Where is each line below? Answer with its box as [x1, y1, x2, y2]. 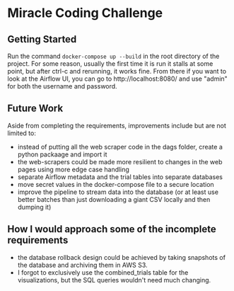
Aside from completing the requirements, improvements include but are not [7, 121, 226, 130]
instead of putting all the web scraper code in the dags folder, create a [17, 142, 223, 151]
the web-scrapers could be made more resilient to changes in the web [17, 157, 223, 166]
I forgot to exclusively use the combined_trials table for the [17, 268, 189, 277]
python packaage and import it [17, 150, 107, 159]
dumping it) [17, 202, 52, 211]
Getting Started [7, 33, 77, 45]
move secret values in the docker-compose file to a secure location [17, 180, 214, 188]
